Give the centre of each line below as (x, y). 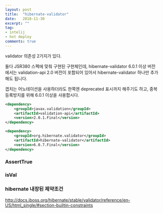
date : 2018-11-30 (25, 19)
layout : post (18, 10)
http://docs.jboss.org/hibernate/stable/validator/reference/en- (68, 200)
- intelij (15, 32)
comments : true (21, 42)
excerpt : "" (17, 23)
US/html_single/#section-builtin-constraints (49, 205)
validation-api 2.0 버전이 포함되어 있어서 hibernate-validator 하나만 (83, 72)
